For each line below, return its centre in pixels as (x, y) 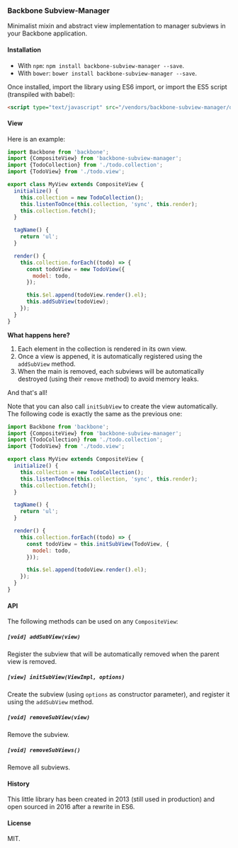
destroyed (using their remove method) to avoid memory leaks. (108, 379)
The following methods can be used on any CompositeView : (93, 621)
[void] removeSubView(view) (49, 717)
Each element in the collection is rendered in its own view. (102, 348)
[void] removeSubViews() (44, 750)
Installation (24, 50)
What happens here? (39, 335)
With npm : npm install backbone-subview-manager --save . (101, 65)
